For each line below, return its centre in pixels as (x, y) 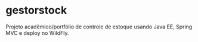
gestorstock (36, 10)
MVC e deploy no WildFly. (37, 33)
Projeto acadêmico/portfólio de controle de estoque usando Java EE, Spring (99, 27)
